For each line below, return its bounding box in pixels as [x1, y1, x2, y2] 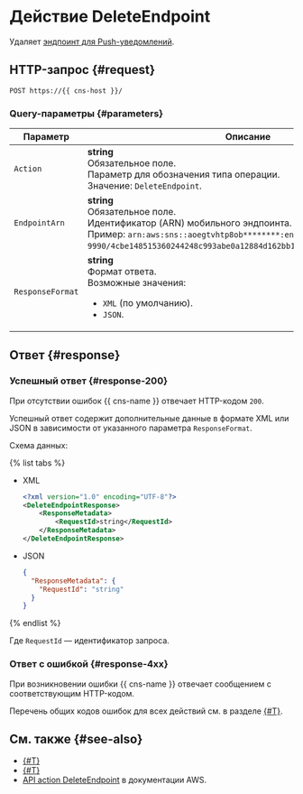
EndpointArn [14, 218, 66, 228]
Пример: [87, 228, 126, 241]
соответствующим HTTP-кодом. [9, 688, 135, 698]
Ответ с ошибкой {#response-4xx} [9, 658, 169, 670]
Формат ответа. [87, 265, 157, 278]
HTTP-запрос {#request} [9, 62, 156, 78]
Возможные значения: [87, 277, 187, 290]
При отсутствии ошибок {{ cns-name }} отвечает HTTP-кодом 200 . [9, 395, 264, 406]
